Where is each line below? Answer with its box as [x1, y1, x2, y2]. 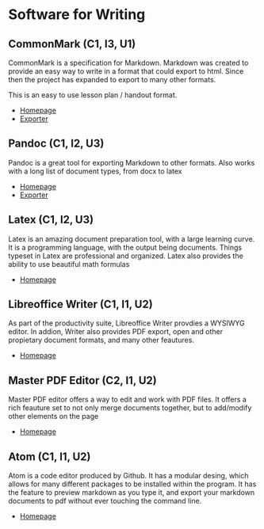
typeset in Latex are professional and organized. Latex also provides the [8, 251, 243, 261]
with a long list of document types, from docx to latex [8, 166, 182, 176]
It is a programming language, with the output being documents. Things [8, 242, 243, 252]
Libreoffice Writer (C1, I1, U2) [8, 298, 153, 311]
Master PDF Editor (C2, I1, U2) [8, 374, 157, 387]
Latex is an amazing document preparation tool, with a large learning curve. [8, 234, 255, 243]
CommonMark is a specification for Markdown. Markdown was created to [8, 58, 249, 67]
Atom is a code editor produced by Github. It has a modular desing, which [8, 471, 249, 481]
